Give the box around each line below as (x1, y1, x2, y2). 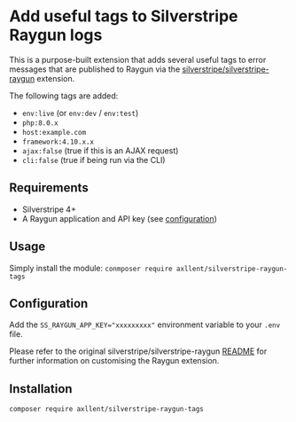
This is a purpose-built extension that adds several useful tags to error (9, 54, 267, 65)
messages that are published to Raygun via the (9, 64, 181, 74)
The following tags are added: (9, 90, 119, 101)
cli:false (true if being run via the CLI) (21, 154, 166, 165)
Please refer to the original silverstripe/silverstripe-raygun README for (9, 346, 268, 356)
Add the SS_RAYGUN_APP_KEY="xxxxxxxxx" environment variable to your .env (9, 319, 281, 330)
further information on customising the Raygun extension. (9, 356, 220, 366)
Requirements (9, 180, 89, 196)
